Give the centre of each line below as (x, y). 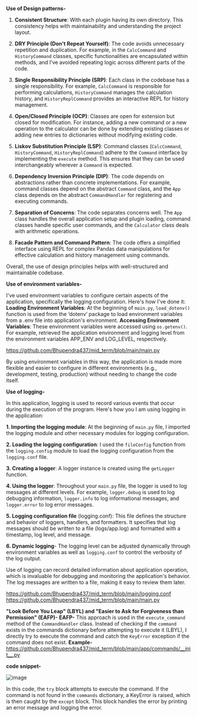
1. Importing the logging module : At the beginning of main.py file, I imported (98, 427)
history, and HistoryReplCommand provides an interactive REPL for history (101, 98)
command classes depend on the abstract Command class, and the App (97, 189)
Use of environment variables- (44, 284)
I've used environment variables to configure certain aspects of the (87, 295)
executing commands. (41, 201)
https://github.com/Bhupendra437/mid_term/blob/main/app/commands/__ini (98, 648)
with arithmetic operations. (47, 231)
